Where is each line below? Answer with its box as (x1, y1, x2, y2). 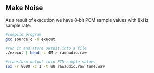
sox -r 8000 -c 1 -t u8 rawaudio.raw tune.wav (5, 64, 105, 69)
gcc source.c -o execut (5, 37, 56, 42)
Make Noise (5, 4, 43, 12)
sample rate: (5, 22, 31, 28)
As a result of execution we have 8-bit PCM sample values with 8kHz (5, 17, 149, 23)
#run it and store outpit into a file (5, 46, 87, 51)
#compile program (5, 32, 42, 37)
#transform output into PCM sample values (5, 59, 96, 64)
